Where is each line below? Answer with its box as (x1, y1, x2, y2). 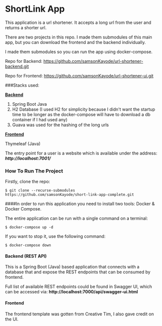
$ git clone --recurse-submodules (5, 188, 76, 193)
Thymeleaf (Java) (5, 140, 40, 147)
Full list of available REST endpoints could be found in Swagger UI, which (5, 284, 152, 289)
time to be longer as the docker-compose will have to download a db (12, 111, 151, 117)
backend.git (5, 63, 29, 69)
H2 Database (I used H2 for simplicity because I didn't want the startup (12, 106, 155, 112)
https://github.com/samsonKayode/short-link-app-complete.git (5, 192, 134, 197)
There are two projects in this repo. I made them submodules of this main (5, 34, 152, 40)
